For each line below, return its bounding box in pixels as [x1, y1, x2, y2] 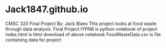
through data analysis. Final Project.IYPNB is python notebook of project [5, 26, 157, 32]
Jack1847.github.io [5, 4, 88, 15]
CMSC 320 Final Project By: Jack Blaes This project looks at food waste [5, 20, 157, 27]
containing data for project [5, 37, 61, 43]
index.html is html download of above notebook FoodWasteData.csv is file [5, 31, 161, 37]
